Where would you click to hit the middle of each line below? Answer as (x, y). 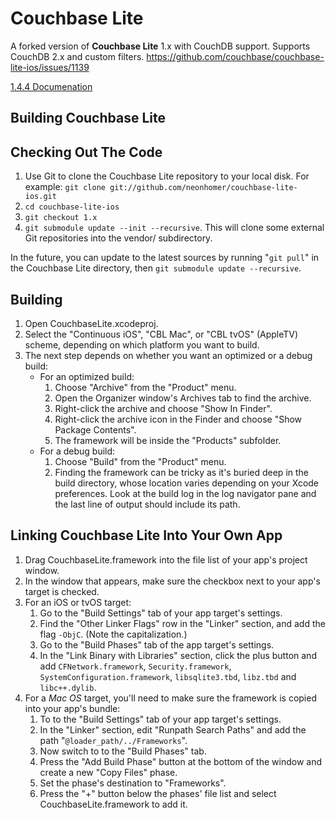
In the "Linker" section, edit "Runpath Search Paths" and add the (173, 729)
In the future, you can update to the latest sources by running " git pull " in (165, 258)
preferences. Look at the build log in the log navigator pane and (185, 493)
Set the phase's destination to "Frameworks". (133, 783)
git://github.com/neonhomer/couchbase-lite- (203, 188)
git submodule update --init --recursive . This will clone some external (174, 228)
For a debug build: (77, 451)
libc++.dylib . (68, 687)
